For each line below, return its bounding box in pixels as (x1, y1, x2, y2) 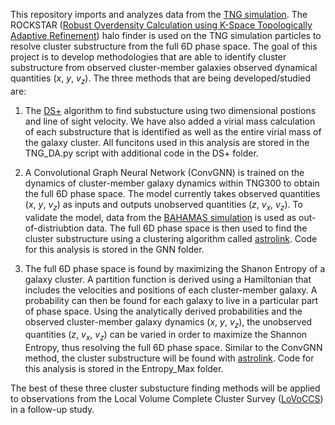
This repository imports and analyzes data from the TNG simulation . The (10, 9, 308, 20)
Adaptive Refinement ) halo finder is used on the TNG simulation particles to (10, 30, 322, 41)
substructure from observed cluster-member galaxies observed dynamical (10, 62, 318, 73)
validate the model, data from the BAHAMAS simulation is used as (24, 211, 297, 223)
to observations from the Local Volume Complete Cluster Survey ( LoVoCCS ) (10, 393, 324, 405)
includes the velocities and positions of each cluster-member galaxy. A (24, 284, 318, 296)
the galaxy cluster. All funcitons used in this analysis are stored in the (24, 136, 310, 148)
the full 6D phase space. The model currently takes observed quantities (24, 187, 321, 199)
